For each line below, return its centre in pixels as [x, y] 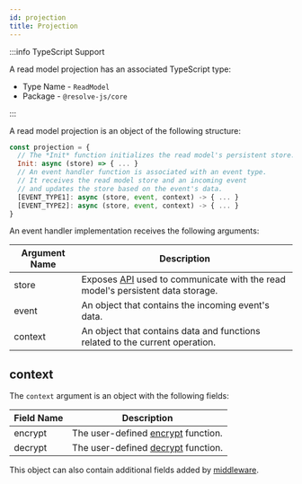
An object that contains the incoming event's [175, 305]
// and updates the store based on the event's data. [120, 189]
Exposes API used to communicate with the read [183, 279]
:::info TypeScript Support [57, 51]
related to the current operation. [149, 342]
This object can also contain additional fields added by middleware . [134, 470]
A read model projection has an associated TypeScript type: [120, 69]
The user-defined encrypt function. [147, 434]
